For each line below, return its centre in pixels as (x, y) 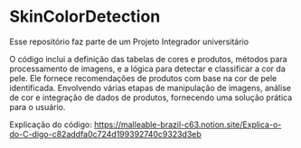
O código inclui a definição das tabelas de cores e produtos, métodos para (148, 59)
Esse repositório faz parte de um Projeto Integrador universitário (129, 42)
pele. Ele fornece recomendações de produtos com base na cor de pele (143, 78)
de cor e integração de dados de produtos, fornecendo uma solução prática (151, 97)
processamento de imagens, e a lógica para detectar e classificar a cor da (148, 69)
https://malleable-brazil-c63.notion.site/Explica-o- (188, 125)
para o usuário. (38, 106)
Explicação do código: (51, 125)
